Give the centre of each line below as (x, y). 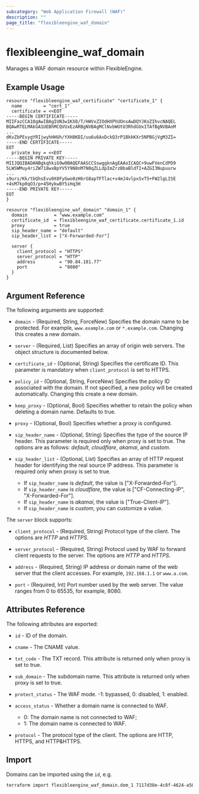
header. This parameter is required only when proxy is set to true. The (100, 441)
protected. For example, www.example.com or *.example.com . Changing (99, 328)
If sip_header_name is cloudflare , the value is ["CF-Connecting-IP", (104, 489)
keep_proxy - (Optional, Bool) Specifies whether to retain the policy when (103, 405)
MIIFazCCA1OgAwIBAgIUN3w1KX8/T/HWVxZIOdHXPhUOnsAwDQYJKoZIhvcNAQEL (91, 122)
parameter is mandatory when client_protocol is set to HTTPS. (92, 369)
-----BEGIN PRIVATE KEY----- (42, 158)
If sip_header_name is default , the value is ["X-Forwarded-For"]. (100, 483)
